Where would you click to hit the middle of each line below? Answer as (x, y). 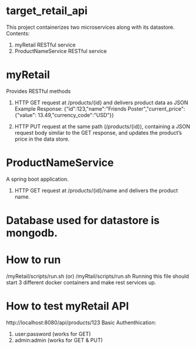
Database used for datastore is (83, 220)
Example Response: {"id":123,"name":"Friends (70, 109)
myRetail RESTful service (45, 45)
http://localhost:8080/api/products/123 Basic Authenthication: (81, 323)
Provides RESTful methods (39, 91)
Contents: (18, 33)
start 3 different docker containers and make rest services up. (81, 282)
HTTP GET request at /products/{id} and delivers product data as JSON (101, 102)
